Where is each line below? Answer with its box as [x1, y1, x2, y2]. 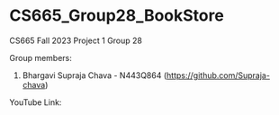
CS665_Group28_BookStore [9, 5, 225, 26]
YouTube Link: [9, 96, 62, 108]
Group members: [9, 52, 72, 63]
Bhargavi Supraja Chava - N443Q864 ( [22, 69, 167, 81]
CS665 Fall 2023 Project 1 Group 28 [9, 35, 142, 46]
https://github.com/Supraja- [166, 69, 270, 81]
